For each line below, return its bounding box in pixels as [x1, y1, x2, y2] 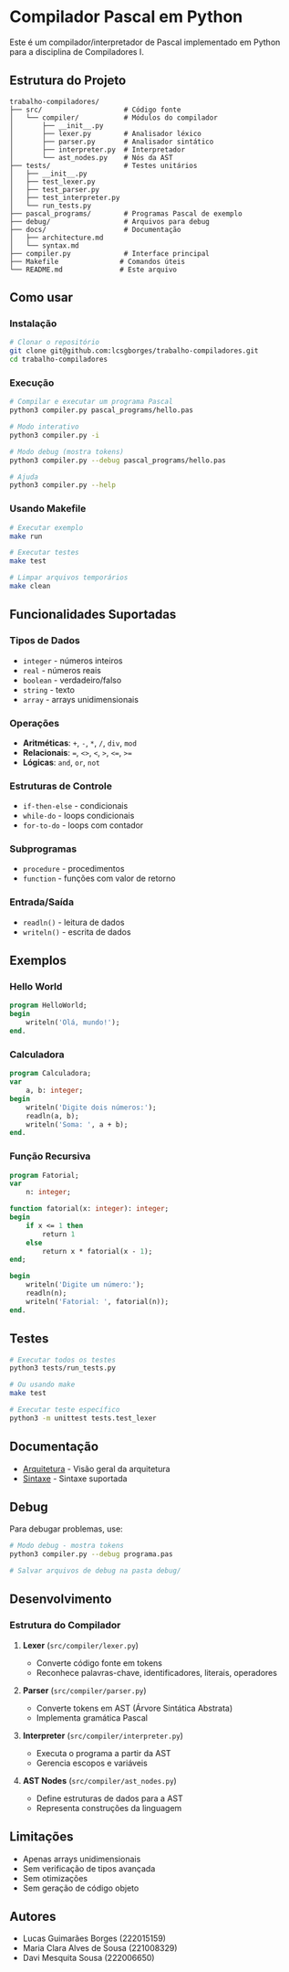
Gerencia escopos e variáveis [36, 1757, 148, 1768]
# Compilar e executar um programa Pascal [9, 398, 173, 407]
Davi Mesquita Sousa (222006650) [22, 1953, 155, 1964]
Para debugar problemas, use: [9, 1523, 123, 1534]
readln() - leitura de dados [22, 917, 125, 928]
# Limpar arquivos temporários [9, 573, 129, 582]
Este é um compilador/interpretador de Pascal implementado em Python [9, 37, 281, 48]
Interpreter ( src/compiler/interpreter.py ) [22, 1730, 184, 1741]
